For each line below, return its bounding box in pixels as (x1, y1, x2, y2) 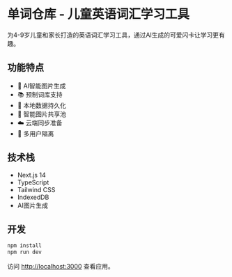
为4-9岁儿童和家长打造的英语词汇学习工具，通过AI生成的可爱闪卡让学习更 (7, 31, 219, 39)
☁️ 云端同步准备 (17, 118, 63, 127)
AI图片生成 (17, 201, 49, 209)
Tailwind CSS (17, 185, 56, 193)
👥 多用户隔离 (17, 129, 54, 138)
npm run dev (7, 248, 42, 256)
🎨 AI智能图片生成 (17, 81, 66, 90)
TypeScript (17, 178, 49, 187)
